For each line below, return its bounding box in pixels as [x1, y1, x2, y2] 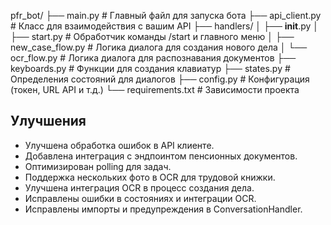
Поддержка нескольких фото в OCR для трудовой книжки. [24, 171, 276, 183]
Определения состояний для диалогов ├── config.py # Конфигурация [10, 73, 310, 85]
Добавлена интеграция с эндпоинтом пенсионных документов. [24, 150, 298, 162]
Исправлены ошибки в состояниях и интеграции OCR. [24, 192, 257, 204]
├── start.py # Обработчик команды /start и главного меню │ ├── [10, 31, 295, 42]
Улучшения [10, 113, 87, 130]
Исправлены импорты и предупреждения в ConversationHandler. [24, 203, 303, 215]
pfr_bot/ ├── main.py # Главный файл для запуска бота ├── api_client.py [10, 10, 322, 21]
